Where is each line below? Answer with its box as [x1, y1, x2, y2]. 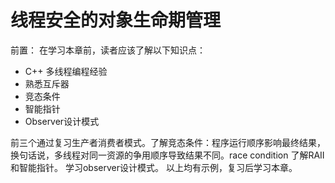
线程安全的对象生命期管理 [10, 9, 222, 32]
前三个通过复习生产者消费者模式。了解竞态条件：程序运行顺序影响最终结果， [10, 136, 326, 148]
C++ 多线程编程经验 [24, 65, 108, 77]
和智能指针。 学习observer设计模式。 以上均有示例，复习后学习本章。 [10, 161, 298, 173]
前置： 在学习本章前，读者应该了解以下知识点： [10, 44, 206, 56]
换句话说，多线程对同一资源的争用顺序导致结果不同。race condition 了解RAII [10, 149, 325, 161]
